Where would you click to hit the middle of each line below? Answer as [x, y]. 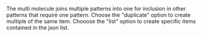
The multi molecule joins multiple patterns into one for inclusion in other [96, 9]
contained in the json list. [38, 27]
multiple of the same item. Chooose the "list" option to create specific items [101, 21]
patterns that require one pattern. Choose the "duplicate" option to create [99, 15]
